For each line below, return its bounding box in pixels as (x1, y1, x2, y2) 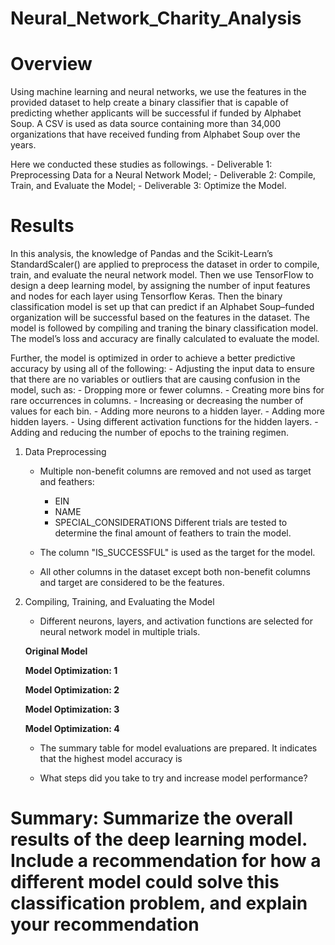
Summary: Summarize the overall (10, 807, 293, 830)
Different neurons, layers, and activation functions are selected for (39, 615, 313, 627)
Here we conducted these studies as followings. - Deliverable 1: (10, 158, 273, 171)
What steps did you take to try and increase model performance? (39, 772, 308, 784)
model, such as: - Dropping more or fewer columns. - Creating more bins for (10, 384, 325, 396)
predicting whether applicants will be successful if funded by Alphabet (10, 107, 302, 119)
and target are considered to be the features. (39, 577, 225, 589)
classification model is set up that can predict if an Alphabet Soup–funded (10, 301, 315, 313)
